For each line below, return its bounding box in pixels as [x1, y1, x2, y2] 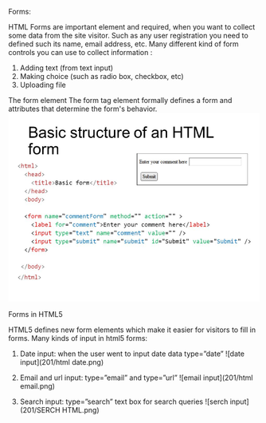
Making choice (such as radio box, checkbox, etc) [19, 72, 185, 81]
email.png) [19, 381, 56, 390]
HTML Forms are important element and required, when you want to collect [8, 22, 256, 31]
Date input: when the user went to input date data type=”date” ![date [19, 349, 245, 358]
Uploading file [19, 80, 66, 89]
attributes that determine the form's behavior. [8, 104, 158, 113]
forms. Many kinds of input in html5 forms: [8, 334, 148, 342]
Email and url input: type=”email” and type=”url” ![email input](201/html [19, 373, 253, 382]
